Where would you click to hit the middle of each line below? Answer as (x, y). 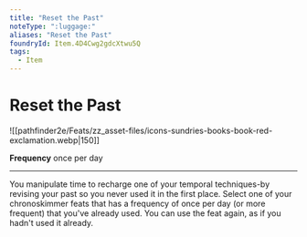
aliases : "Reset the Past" (61, 35)
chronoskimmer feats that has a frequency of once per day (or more (138, 203)
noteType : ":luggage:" (53, 26)
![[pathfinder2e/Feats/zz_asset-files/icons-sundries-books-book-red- (141, 130)
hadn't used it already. (52, 222)
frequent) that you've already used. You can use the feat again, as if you (145, 213)
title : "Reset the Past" (57, 18)
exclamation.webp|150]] (55, 140)
